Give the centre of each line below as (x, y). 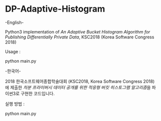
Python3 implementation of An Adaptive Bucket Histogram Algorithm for (78, 32)
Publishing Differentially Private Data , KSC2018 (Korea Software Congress (80, 37)
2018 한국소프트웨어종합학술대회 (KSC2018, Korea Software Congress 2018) (80, 81)
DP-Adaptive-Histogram (55, 9)
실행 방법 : (15, 104)
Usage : (13, 52)
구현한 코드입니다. (38, 93)
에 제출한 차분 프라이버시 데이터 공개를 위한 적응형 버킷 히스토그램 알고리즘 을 (78, 87)
